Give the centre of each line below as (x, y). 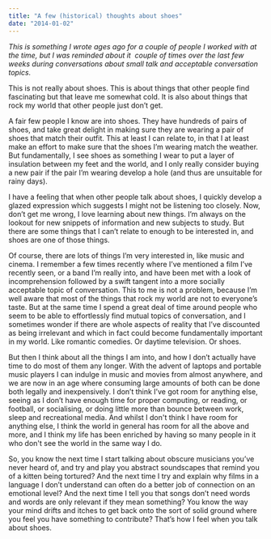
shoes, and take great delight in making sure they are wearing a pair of (126, 129)
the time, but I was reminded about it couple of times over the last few (126, 55)
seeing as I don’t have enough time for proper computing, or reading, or (128, 400)
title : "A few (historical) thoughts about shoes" (95, 16)
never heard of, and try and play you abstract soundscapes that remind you (134, 467)
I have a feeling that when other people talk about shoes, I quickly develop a (135, 197)
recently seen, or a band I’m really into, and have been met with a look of (129, 273)
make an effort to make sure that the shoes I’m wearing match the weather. (133, 146)
